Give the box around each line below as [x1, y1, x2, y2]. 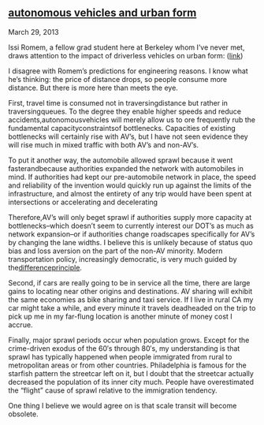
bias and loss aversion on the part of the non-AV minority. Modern [8, 246, 223, 255]
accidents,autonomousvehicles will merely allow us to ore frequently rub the [8, 114, 256, 125]
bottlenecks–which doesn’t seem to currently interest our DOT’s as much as [8, 221, 254, 230]
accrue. [8, 319, 33, 330]
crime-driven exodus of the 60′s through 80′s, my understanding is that [8, 343, 240, 353]
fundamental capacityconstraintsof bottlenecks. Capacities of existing [8, 123, 236, 132]
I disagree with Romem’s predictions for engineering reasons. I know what [8, 66, 248, 76]
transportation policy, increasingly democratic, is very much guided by [8, 254, 238, 263]
